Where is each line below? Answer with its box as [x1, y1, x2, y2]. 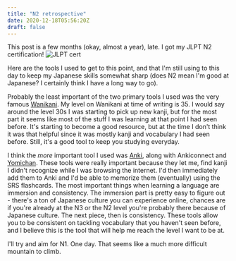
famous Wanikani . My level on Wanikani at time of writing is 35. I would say [7, 100, 225, 109]
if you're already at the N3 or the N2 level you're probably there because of [7, 204, 226, 212]
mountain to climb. [7, 248, 61, 256]
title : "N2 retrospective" [7, 10, 87, 18]
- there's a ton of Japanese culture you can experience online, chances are [7, 196, 226, 205]
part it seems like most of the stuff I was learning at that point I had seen [7, 115, 218, 123]
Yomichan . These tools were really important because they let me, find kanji [7, 159, 228, 167]
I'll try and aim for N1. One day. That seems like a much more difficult [7, 240, 207, 248]
